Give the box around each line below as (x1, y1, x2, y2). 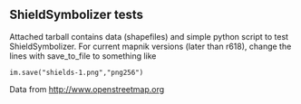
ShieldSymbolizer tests (9, 7, 143, 23)
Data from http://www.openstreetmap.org (9, 83, 165, 94)
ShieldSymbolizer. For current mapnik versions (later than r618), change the (9, 41, 292, 52)
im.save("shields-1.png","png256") (9, 68, 144, 77)
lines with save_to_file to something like (9, 50, 157, 61)
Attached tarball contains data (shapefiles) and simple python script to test (9, 31, 288, 42)
